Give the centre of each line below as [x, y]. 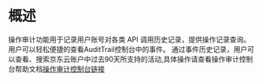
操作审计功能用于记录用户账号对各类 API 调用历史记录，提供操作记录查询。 [129, 39]
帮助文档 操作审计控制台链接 [59, 68]
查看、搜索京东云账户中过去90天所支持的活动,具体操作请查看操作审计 [127, 59]
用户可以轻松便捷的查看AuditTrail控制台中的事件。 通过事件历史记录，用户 [128, 49]
